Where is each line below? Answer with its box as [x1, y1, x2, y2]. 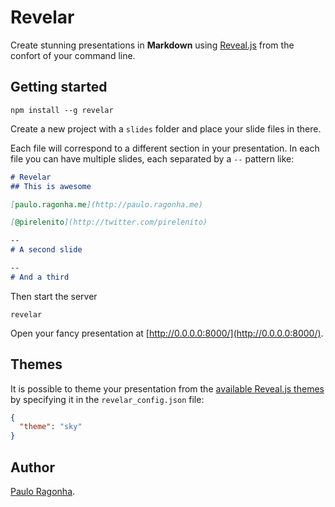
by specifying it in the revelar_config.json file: [10, 393, 205, 405]
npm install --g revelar [10, 105, 114, 115]
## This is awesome [10, 181, 92, 191]
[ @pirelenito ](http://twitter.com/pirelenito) [10, 217, 208, 228]
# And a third [10, 272, 70, 282]
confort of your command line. [10, 49, 136, 61]
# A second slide [10, 245, 83, 255]
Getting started [10, 79, 108, 96]
